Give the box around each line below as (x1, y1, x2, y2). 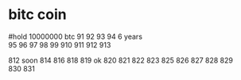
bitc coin (8, 6, 67, 24)
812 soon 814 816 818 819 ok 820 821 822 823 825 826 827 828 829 (8, 55, 233, 65)
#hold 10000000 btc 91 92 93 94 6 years (8, 32, 143, 41)
